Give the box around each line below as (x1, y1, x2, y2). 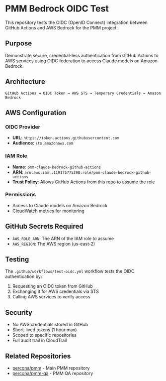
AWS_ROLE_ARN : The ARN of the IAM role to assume (12, 235, 114, 242)
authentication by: (5, 273, 42, 279)
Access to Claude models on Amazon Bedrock (12, 202, 108, 208)
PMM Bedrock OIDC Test (5, 3, 109, 14)
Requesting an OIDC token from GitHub (12, 283, 93, 289)
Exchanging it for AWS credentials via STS (12, 288, 99, 294)
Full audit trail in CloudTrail (12, 337, 67, 344)
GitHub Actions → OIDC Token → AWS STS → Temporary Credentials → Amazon (5, 91, 162, 96)
